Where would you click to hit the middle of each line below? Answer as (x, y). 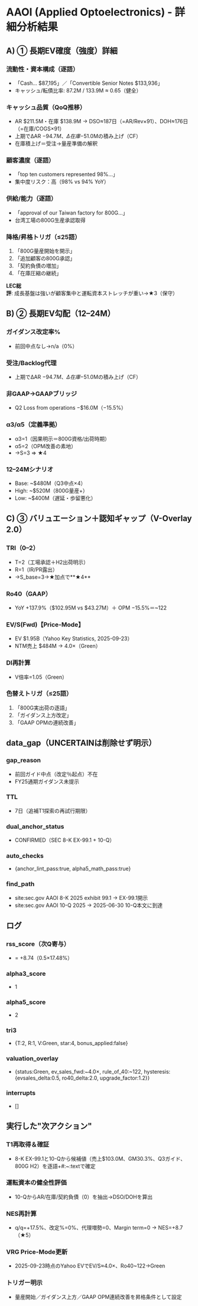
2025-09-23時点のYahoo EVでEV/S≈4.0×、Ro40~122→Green (90, 1266)
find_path (20, 884)
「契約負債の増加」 (38, 266)
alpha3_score (26, 974)
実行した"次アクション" (49, 1126)
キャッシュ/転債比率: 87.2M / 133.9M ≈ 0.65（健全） (78, 90)
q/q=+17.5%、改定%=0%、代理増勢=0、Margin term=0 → (86, 1228)
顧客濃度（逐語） (30, 161)
